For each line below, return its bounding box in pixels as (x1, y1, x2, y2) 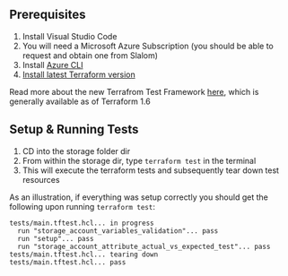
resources (22, 174, 60, 185)
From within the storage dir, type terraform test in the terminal (22, 155, 257, 166)
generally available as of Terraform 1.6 (9, 96, 151, 107)
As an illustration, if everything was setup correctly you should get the (9, 192, 269, 203)
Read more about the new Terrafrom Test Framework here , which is (9, 86, 259, 97)
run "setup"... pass (17, 234, 94, 243)
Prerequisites (9, 7, 86, 22)
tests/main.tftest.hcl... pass (9, 257, 127, 267)
